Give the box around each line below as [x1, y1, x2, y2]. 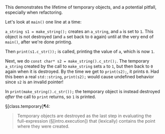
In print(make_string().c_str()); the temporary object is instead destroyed [5, 89, 160, 94]
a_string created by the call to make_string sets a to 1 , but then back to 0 [5, 64, 153, 69]
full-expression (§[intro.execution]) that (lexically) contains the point [17, 118, 156, 124]
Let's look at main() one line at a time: [5, 19, 82, 25]
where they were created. [17, 123, 70, 129]
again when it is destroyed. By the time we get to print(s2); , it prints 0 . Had [5, 68, 159, 74]
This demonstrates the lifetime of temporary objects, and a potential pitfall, [5, 4, 157, 10]
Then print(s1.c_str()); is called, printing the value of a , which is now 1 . [5, 49, 155, 54]
